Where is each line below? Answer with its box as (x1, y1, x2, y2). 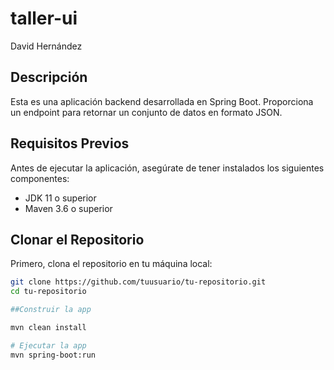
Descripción (10, 69, 88, 86)
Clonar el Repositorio (10, 231, 145, 248)
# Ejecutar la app (10, 340, 87, 351)
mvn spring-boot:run (10, 350, 97, 360)
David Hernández (10, 40, 83, 52)
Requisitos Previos (10, 135, 130, 152)
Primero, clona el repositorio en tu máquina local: (10, 258, 213, 270)
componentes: (10, 172, 70, 184)
